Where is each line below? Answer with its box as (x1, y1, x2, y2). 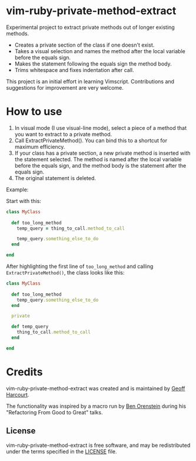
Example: (6, 186, 29, 193)
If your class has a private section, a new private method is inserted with (14, 149, 191, 156)
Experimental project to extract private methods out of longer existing (6, 24, 175, 31)
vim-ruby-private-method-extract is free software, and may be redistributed (6, 442, 191, 449)
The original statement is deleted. (14, 174, 96, 181)
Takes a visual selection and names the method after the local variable (14, 47, 185, 54)
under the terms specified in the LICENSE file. (6, 447, 117, 455)
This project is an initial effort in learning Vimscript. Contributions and (6, 78, 175, 85)
